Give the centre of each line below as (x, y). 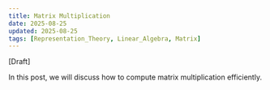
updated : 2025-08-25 (43, 31)
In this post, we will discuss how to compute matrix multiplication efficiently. (135, 77)
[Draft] (19, 62)
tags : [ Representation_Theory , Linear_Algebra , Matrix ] (105, 39)
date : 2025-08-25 (38, 24)
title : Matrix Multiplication (60, 16)
